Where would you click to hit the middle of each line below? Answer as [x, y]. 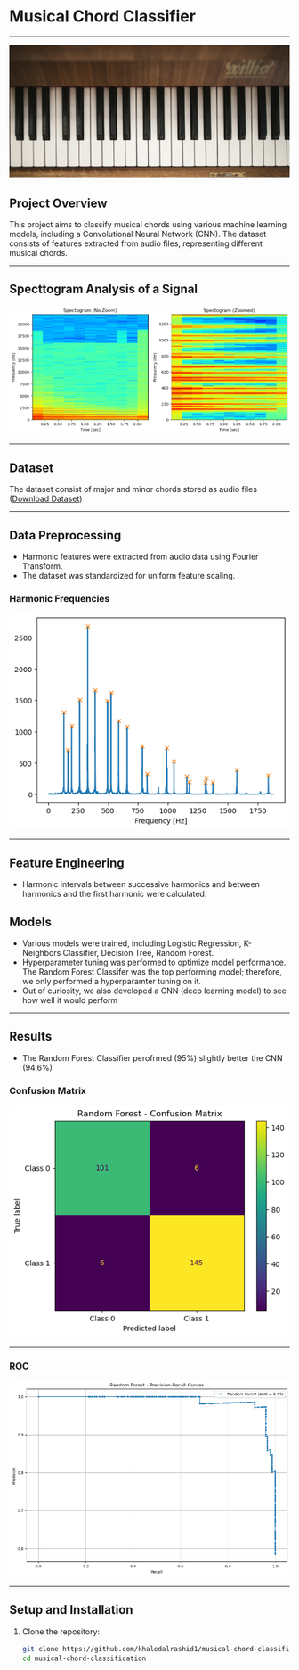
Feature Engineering [67, 863]
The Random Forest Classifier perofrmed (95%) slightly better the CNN [152, 1057]
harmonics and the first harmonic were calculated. [114, 894]
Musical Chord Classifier [102, 16]
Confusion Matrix [48, 1090]
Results [31, 1037]
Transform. [42, 566]
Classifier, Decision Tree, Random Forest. [138, 952]
